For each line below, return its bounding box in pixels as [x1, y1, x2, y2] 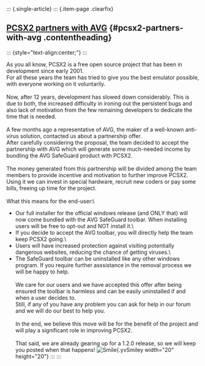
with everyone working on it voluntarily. [6, 80, 106, 88]
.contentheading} [43, 32, 112, 43]
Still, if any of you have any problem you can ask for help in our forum [15, 300, 191, 308]
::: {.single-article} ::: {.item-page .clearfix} [6, 6, 114, 12]
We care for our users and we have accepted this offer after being [15, 281, 182, 288]
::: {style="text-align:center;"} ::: [6, 48, 88, 56]
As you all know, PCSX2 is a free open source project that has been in [6, 61, 182, 68]
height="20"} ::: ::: [15, 353, 61, 360]
